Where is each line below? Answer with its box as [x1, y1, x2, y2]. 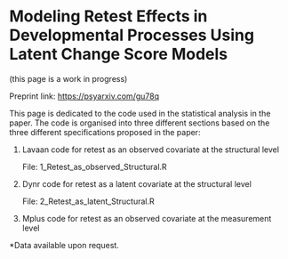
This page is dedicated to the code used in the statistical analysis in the [9, 108, 271, 118]
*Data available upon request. [9, 239, 120, 250]
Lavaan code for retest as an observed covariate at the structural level [21, 144, 280, 155]
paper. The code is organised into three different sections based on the [9, 117, 270, 128]
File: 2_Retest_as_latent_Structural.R [21, 196, 156, 206]
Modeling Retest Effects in [9, 6, 208, 27]
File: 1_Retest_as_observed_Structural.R [21, 161, 167, 172]
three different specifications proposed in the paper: [9, 126, 201, 137]
